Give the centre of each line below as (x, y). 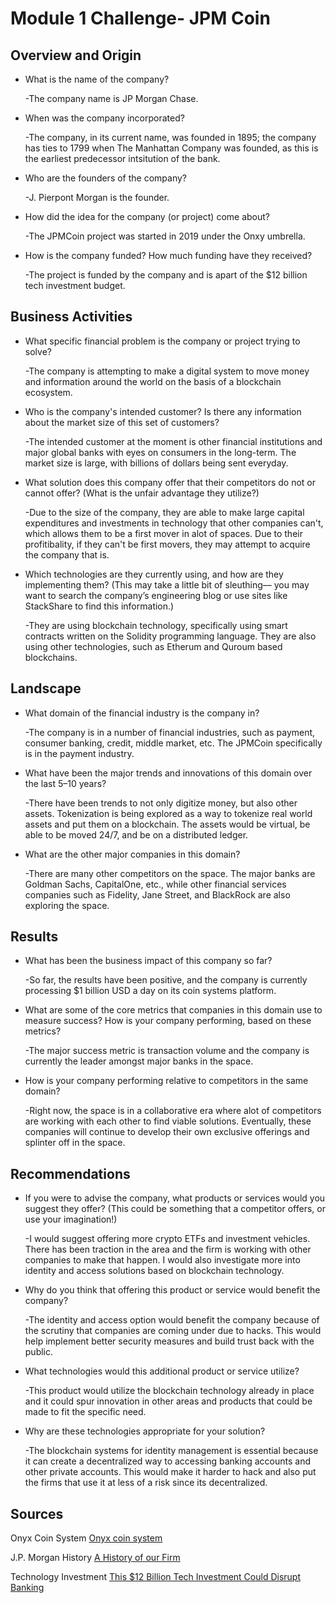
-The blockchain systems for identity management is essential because (171, 1451)
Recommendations (70, 1173)
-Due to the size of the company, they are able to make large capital (164, 512)
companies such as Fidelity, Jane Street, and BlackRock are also (157, 894)
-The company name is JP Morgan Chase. (111, 98)
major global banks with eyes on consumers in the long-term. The (160, 452)
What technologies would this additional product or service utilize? (162, 1371)
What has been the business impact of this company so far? (148, 961)
